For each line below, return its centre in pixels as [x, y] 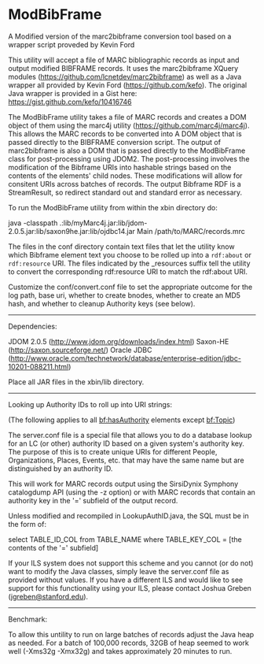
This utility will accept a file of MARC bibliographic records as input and [124, 60]
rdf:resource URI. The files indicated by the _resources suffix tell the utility [129, 263]
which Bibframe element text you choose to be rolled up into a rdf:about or [130, 254]
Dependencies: [33, 326]
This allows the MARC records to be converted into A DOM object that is [125, 134]
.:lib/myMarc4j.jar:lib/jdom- [103, 223]
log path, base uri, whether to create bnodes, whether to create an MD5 [125, 295]
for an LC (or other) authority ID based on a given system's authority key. [126, 443]
